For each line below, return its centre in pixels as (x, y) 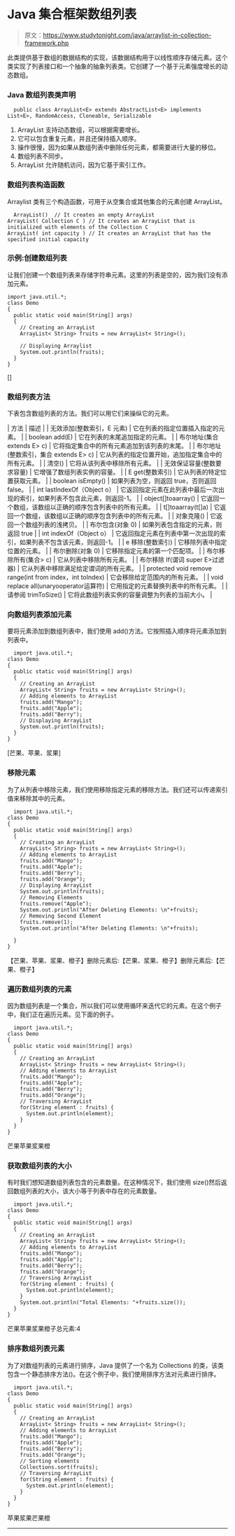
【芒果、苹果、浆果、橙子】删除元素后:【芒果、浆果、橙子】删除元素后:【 (113, 960)
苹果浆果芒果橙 (29, 1518)
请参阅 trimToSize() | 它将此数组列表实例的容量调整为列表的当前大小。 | (110, 595)
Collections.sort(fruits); (59, 1467)
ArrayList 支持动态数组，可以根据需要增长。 (80, 130)
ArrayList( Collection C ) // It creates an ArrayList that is (101, 221)
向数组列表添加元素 (40, 615)
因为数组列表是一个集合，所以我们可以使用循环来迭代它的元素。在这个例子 (114, 1006)
